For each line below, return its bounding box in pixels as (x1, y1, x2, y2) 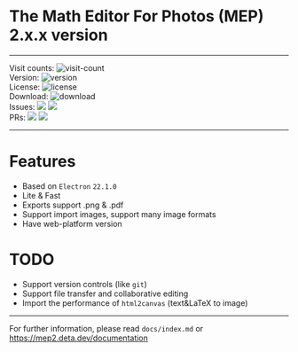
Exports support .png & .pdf (21, 199, 124, 210)
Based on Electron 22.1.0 (21, 180, 117, 192)
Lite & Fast (21, 190, 61, 200)
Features (9, 152, 76, 172)
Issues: (9, 101, 35, 112)
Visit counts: (9, 62, 55, 73)
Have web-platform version (21, 218, 122, 229)
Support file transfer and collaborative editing (21, 288, 189, 299)
